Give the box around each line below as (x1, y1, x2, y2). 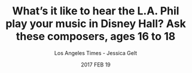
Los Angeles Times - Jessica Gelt (54, 49, 138, 56)
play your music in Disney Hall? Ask (5, 17, 187, 31)
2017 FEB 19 (81, 61, 111, 68)
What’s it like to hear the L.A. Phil (12, 4, 179, 18)
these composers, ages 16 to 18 (16, 30, 176, 43)
